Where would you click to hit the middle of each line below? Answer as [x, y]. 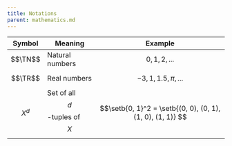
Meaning [70, 43]
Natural [59, 54]
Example [160, 43]
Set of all [61, 92]
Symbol [26, 43]
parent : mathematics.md [41, 20]
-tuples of [64, 116]
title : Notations [32, 13]
